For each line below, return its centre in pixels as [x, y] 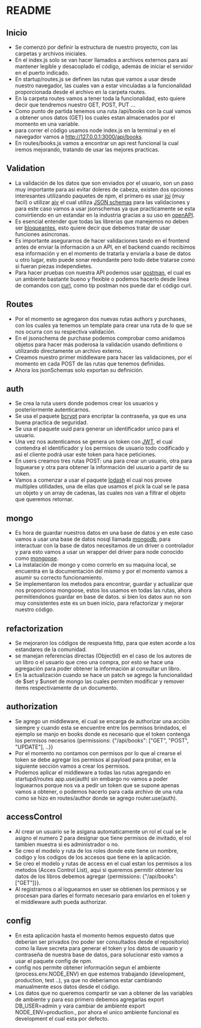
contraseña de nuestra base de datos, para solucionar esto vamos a [99, 955]
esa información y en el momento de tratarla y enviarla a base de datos [103, 253]
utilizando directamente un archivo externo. [69, 350]
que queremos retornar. [44, 499]
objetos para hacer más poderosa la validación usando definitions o [99, 344]
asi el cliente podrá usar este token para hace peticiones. [85, 455]
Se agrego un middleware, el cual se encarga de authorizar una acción [102, 721]
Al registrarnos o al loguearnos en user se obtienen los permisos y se [101, 889]
